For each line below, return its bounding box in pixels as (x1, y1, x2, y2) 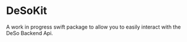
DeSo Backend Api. (6, 29, 53, 36)
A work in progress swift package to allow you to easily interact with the (6, 23, 181, 30)
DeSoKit (6, 4, 47, 17)
